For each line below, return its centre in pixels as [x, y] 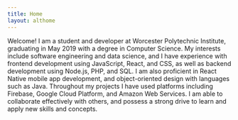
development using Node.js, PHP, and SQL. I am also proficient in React [112, 71]
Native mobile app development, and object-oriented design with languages [118, 78]
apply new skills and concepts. [53, 109]
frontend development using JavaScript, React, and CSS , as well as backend [119, 63]
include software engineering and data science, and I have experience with [117, 56]
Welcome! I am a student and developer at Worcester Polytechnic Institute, [117, 40]
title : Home [25, 14]
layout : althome [31, 21]
